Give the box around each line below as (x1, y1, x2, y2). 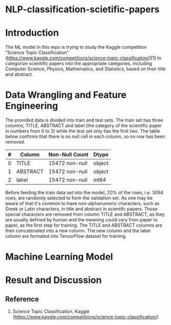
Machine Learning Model (5, 251, 113, 262)
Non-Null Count (48, 151, 89, 158)
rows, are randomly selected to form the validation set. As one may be (5, 195, 153, 201)
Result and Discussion (5, 274, 102, 286)
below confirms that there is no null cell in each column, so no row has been (5, 133, 165, 139)
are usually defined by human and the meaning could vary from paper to (5, 217, 158, 223)
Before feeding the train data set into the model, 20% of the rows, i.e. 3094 (5, 190, 164, 196)
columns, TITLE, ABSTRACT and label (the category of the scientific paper (5, 123, 162, 129)
